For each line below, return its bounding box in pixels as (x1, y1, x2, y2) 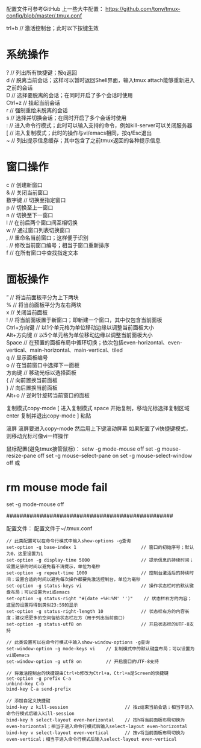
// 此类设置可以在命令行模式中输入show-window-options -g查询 (6, 639, 150, 645)
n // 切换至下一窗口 (6, 211, 54, 218)
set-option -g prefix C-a (6, 675, 71, 682)
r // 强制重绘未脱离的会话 (6, 106, 68, 113)
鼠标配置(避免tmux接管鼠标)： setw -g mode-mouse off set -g (6, 445, 161, 452)
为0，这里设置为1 (6, 551, 43, 557)
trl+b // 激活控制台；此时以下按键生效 (6, 25, 99, 31)
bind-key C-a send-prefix (6, 686, 71, 692)
